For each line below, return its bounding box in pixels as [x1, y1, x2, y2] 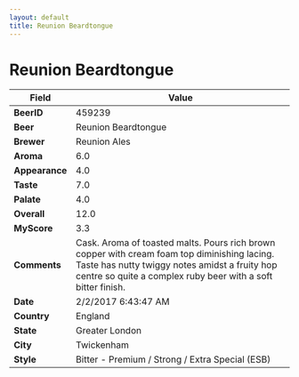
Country [13, 310, 50, 323]
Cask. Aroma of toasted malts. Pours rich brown [75, 237, 276, 249]
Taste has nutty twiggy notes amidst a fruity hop [75, 259, 278, 271]
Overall [13, 208, 45, 221]
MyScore [13, 222, 53, 235]
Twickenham [75, 339, 129, 351]
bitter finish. [75, 281, 126, 293]
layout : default [9, 12, 69, 22]
